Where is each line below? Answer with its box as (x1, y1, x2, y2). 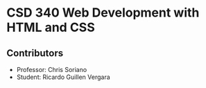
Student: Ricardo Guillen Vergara (16, 73, 110, 81)
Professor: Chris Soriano (16, 66, 87, 73)
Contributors (6, 47, 64, 59)
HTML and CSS (6, 19, 95, 35)
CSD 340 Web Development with (6, 5, 200, 21)
